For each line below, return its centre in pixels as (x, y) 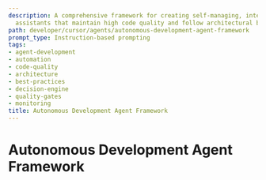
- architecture (33, 74)
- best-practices (37, 81)
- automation (30, 60)
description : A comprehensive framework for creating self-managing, (125, 15)
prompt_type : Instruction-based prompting (79, 37)
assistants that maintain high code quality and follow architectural (134, 23)
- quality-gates (35, 96)
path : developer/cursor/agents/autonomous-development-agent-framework (129, 30)
